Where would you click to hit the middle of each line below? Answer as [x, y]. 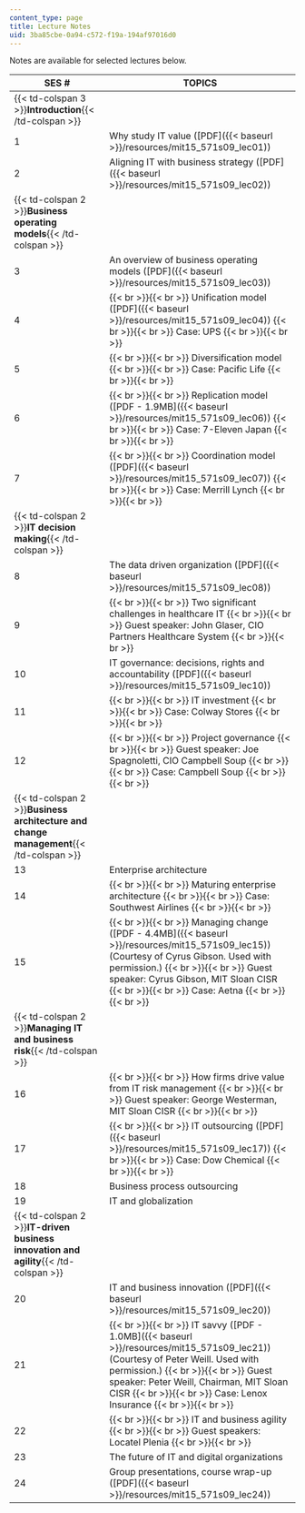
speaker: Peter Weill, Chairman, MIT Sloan [198, 1382]
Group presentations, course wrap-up [190, 1472]
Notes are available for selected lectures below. [98, 61]
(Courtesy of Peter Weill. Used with [184, 1359]
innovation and [47, 1250]
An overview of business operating [183, 260]
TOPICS [200, 83]
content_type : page [46, 18]
